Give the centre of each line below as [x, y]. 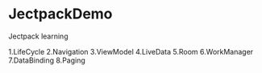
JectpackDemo [60, 14]
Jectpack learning [38, 36]
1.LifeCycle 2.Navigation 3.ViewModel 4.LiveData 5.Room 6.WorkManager [131, 51]
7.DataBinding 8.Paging [47, 60]
